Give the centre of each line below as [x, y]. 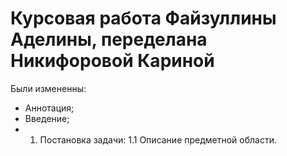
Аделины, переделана [109, 39]
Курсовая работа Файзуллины [143, 18]
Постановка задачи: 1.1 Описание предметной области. [158, 139]
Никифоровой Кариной [112, 61]
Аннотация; [49, 108]
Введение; [47, 118]
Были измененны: [48, 88]
